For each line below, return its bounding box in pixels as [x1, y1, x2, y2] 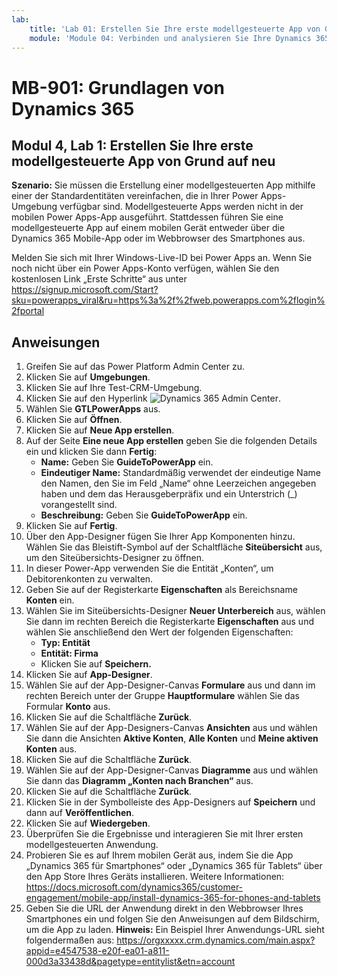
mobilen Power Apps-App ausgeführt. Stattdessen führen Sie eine [11, 211, 284, 223]
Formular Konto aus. [25, 701, 111, 713]
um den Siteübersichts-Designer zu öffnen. [25, 552, 204, 564]
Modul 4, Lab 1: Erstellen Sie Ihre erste [11, 137, 254, 154]
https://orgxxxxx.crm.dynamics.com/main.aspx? [116, 934, 316, 946]
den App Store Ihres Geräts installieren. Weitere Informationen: [25, 871, 285, 883]
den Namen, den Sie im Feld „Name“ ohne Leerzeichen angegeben [40, 477, 317, 490]
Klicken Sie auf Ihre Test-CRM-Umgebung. [25, 382, 203, 394]
